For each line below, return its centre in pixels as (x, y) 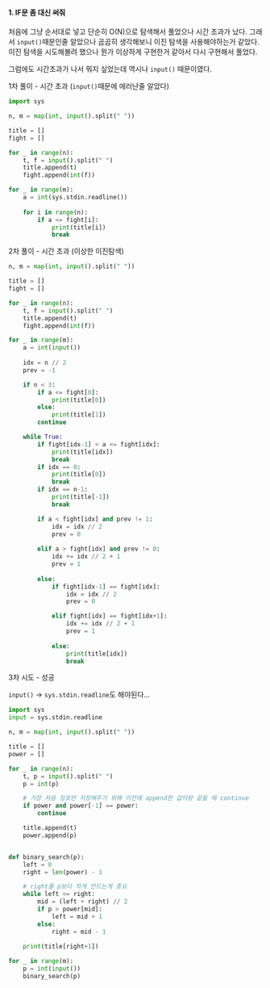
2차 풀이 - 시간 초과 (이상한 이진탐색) (66, 251)
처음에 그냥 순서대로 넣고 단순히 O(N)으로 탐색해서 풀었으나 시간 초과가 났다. (128, 31)
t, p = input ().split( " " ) (68, 776)
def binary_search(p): (46, 857)
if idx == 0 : (59, 467)
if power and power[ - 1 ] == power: (81, 806)
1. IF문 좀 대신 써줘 (37, 12)
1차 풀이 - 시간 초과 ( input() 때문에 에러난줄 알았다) (89, 86)
